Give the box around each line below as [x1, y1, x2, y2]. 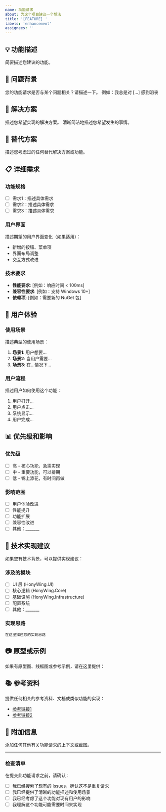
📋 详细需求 [5, 165, 40, 173]
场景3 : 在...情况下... [12, 362, 52, 368]
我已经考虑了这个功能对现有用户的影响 [12, 795, 90, 801]
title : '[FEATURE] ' [5, 16, 48, 21]
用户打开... [12, 398, 34, 404]
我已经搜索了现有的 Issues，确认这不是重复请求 [12, 783, 110, 789]
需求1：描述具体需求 [12, 195, 53, 201]
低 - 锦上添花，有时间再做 [12, 475, 65, 481]
